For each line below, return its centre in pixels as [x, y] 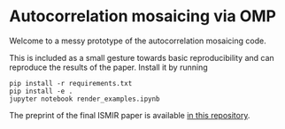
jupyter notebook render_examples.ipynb [85, 99]
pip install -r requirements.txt [71, 83]
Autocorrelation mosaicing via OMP [143, 16]
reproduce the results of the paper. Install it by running [108, 67]
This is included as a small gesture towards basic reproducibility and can [142, 57]
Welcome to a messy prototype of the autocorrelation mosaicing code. [138, 41]
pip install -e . [41, 91]
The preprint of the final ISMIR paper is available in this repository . [130, 115]
